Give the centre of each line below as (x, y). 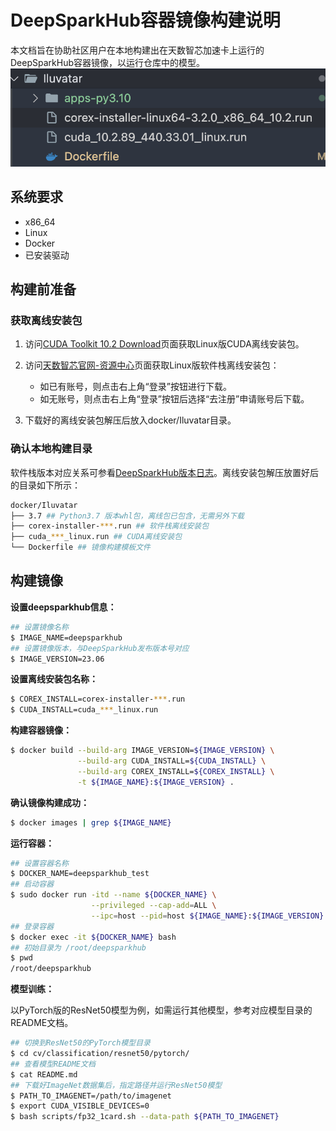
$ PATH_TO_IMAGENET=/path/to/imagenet (91, 1096)
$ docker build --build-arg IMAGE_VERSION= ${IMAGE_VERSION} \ (142, 751)
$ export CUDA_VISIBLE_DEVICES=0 (80, 1106)
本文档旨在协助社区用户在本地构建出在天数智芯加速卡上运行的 (137, 50)
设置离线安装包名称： (54, 679)
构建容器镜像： (41, 730)
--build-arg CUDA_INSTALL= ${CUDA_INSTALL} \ (172, 761)
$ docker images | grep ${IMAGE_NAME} (91, 822)
